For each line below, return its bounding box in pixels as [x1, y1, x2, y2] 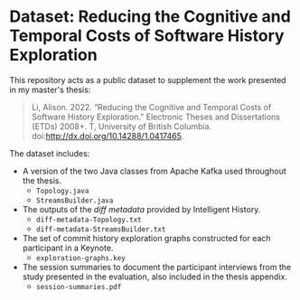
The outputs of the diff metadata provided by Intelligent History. [22, 203, 261, 214]
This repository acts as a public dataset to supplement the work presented [9, 74, 286, 85]
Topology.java [35, 186, 89, 195]
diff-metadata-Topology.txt [35, 215, 142, 224]
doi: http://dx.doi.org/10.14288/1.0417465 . [31, 130, 184, 141]
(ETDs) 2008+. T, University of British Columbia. [31, 120, 212, 132]
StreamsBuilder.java [35, 196, 114, 205]
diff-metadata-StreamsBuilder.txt [35, 224, 166, 234]
